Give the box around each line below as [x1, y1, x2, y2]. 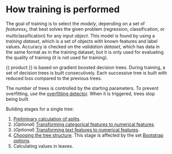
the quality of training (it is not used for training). [6, 54, 108, 60]
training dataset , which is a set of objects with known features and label [6, 38, 158, 44]
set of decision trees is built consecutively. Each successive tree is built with [6, 70, 167, 76]
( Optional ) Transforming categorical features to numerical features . [13, 121, 156, 127]
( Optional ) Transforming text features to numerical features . [13, 126, 140, 133]
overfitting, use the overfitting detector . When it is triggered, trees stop [6, 91, 155, 97]
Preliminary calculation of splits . [13, 116, 81, 122]
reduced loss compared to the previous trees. [6, 75, 102, 81]
